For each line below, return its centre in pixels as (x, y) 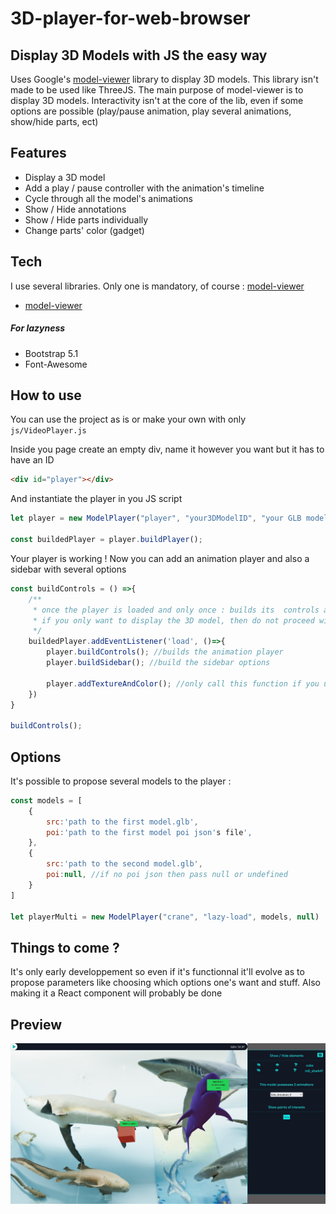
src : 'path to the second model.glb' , (124, 864)
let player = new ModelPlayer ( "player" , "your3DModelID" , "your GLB (156, 518)
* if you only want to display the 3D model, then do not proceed (173, 620)
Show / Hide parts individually (86, 219)
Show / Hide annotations (75, 209)
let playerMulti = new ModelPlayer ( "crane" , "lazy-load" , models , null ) (165, 917)
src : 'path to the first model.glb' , (122, 822)
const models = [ (46, 800)
